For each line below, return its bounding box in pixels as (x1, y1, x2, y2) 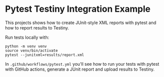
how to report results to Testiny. (5, 25, 70, 30)
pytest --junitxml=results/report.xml (5, 52, 84, 57)
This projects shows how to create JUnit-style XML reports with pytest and (5, 20, 157, 26)
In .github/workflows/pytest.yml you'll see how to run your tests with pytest (5, 61, 160, 67)
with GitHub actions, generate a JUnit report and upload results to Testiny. (5, 66, 155, 72)
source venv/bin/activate (5, 48, 58, 53)
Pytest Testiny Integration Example (5, 3, 151, 15)
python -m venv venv (5, 44, 47, 49)
